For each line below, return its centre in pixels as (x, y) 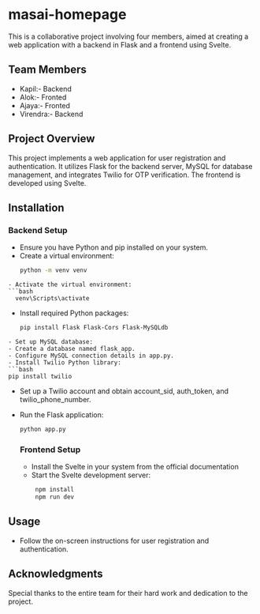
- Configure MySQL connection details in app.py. (91, 356)
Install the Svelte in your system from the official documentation (135, 467)
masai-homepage (67, 15)
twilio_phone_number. (55, 399)
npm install (55, 490)
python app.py (43, 429)
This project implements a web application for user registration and (117, 158)
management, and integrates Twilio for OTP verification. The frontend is (124, 175)
